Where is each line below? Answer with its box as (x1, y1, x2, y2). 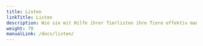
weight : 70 (6, 25, 34, 32)
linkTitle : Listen (6, 14, 53, 20)
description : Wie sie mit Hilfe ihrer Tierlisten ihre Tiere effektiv (6, 20, 188, 26)
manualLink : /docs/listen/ (6, 31, 74, 37)
